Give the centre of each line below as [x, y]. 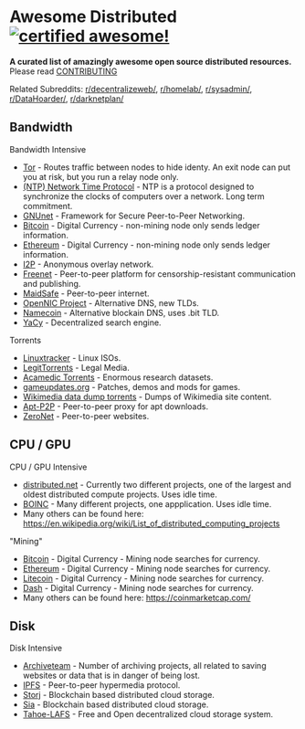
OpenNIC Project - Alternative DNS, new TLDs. [110, 302]
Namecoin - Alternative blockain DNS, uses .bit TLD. [121, 312]
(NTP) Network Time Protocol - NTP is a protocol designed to [138, 186]
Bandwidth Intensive [48, 149]
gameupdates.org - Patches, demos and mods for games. [131, 386]
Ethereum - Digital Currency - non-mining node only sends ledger [147, 245]
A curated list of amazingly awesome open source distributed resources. [151, 61]
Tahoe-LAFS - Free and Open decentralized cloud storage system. [148, 714]
